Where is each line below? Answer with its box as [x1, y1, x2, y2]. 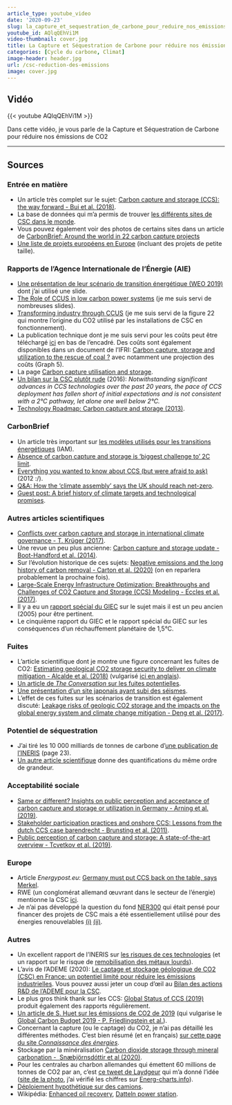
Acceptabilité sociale [7, 781, 79, 791]
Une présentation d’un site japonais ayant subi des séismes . [17, 686, 188, 695]
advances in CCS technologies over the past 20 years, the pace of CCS [17, 383, 222, 391]
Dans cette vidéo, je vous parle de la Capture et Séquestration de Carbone [7, 125, 220, 133]
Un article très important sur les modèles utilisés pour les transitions [17, 437, 211, 445]
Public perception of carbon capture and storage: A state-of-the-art [17, 833, 211, 841]
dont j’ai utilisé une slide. [17, 287, 88, 296]
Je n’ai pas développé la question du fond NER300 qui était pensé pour [17, 903, 220, 912]
